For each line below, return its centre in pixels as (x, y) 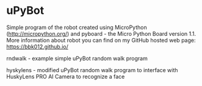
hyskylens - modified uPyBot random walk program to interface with (92, 70)
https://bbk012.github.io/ (37, 47)
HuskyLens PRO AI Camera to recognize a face (66, 76)
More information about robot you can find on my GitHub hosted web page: (101, 40)
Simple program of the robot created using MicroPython (77, 27)
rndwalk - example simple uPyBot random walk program (77, 58)
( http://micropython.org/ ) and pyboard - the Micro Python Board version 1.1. (101, 33)
